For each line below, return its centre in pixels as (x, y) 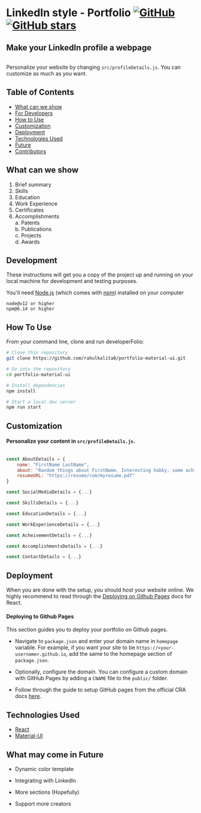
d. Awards (27, 242)
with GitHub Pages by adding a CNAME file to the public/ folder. (92, 678)
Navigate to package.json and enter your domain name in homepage (96, 641)
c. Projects (28, 235)
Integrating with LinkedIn (45, 780)
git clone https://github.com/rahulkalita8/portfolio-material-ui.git (96, 358)
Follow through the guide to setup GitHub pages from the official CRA (100, 690)
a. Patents (27, 223)
